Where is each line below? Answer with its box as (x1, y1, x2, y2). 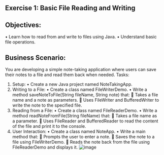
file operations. (5, 39, 36, 45)
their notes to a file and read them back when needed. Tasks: (5, 72, 130, 78)
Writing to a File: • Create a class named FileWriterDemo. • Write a (12, 86, 147, 93)
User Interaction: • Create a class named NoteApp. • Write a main (12, 128, 146, 135)
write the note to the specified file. (12, 102, 82, 108)
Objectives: (5, 21, 41, 29)
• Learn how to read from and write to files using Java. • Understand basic (5, 34, 157, 40)
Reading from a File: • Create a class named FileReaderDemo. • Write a (12, 108, 158, 114)
